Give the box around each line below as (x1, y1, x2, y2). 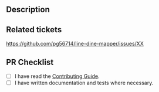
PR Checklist (6, 57, 54, 67)
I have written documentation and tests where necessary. (14, 79, 154, 87)
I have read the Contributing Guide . (14, 73, 100, 80)
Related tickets (6, 25, 62, 35)
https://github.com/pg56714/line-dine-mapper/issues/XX (6, 40, 144, 47)
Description (6, 5, 50, 15)
